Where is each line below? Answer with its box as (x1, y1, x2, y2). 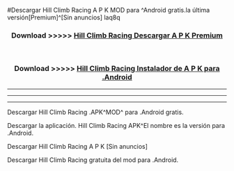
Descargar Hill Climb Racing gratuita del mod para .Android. (7, 156, 179, 164)
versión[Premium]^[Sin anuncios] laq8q (7, 13, 120, 22)
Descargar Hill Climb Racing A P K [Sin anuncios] (7, 142, 148, 150)
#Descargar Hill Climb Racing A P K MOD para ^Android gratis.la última (7, 6, 210, 14)
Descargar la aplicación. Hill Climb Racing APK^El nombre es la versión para (7, 121, 225, 129)
